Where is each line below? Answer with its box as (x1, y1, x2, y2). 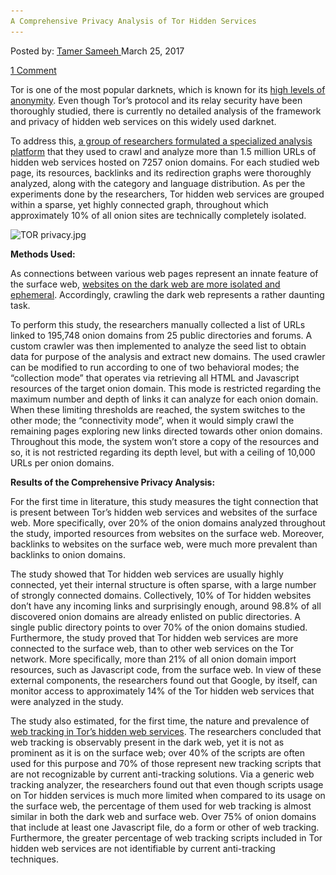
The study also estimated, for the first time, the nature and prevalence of (10, 715, 310, 727)
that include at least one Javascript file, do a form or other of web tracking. (10, 821, 320, 833)
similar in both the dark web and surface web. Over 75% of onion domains (10, 810, 317, 822)
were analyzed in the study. (10, 695, 124, 707)
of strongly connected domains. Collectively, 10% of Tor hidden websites (10, 589, 312, 601)
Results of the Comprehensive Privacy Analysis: (10, 476, 216, 488)
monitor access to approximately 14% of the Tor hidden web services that (10, 685, 315, 697)
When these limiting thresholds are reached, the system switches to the (10, 403, 306, 415)
